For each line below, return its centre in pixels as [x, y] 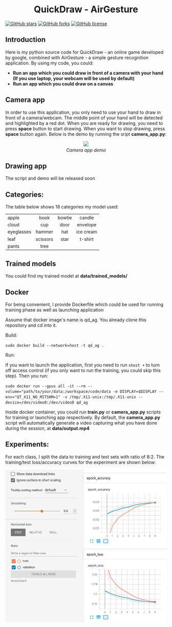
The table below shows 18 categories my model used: [62, 207]
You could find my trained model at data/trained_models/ [67, 276]
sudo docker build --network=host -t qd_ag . [55, 346]
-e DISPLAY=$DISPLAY [135, 392]
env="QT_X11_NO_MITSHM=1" [33, 397]
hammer [45, 232]
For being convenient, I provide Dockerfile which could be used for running [84, 305]
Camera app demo [86, 150]
